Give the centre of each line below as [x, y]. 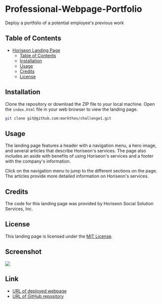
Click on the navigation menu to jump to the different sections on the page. [81, 171]
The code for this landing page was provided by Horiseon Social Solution [80, 204]
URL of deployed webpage [39, 291]
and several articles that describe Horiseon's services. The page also [76, 151]
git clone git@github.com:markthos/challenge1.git [58, 118]
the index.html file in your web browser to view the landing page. [72, 109]
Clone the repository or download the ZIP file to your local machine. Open [80, 104]
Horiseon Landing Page [36, 50]
